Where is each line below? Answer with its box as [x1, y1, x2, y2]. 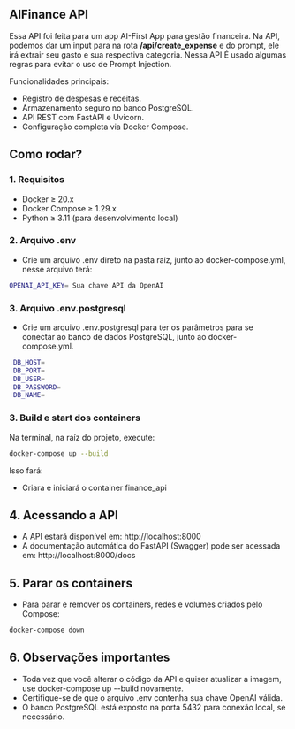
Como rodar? [9, 147, 83, 162]
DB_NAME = [12, 391, 46, 400]
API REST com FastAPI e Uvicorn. [21, 111, 145, 122]
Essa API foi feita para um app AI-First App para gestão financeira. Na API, [9, 30, 281, 41]
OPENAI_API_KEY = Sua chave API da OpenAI [9, 280, 164, 290]
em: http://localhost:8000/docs [21, 550, 136, 561]
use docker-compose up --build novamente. [21, 683, 184, 694]
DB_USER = [12, 374, 46, 383]
